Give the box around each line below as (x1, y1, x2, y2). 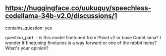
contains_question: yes (5, 25, 52, 31)
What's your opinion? (5, 45, 49, 51)
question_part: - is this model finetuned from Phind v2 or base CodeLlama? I (5, 34, 161, 40)
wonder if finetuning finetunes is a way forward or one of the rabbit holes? (5, 40, 157, 46)
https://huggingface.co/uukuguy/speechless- (5, 4, 152, 12)
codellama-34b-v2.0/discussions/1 (5, 12, 117, 20)
